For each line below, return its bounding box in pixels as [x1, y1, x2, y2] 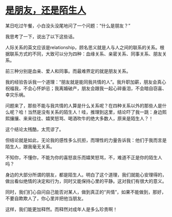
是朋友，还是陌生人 [5, 5, 87, 16]
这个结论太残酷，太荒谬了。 [5, 126, 64, 132]
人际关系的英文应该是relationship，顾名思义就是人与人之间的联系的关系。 [5, 44, 160, 50]
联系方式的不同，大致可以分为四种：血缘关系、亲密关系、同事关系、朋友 [9, 51, 162, 57]
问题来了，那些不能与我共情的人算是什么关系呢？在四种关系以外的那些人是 [5, 102, 162, 108]
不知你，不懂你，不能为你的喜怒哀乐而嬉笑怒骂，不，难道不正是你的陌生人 [5, 154, 162, 160]
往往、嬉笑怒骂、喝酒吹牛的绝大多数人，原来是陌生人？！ [32, 115, 154, 121]
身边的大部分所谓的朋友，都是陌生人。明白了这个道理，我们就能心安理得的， [5, 171, 167, 178]
